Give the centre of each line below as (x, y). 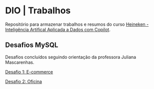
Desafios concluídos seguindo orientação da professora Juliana (71, 57)
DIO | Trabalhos (38, 11)
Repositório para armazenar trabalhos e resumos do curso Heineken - (77, 24)
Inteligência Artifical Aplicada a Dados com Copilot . (58, 29)
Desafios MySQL (32, 45)
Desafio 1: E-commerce (29, 72)
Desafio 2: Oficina (24, 81)
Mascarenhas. (20, 62)
